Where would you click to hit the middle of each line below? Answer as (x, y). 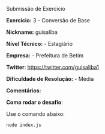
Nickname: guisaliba (32, 32)
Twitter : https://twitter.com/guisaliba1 (52, 67)
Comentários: (24, 91)
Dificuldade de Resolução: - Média (50, 79)
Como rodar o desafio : (34, 102)
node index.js (24, 125)
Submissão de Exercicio (36, 9)
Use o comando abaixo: (35, 114)
